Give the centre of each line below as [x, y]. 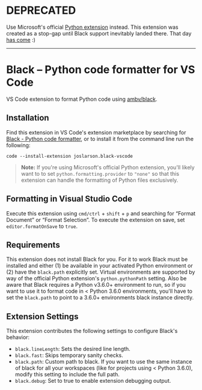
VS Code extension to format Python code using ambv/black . [82, 99]
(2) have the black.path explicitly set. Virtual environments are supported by [101, 272]
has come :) [21, 40]
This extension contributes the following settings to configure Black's [92, 331]
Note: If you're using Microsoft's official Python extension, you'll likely [108, 167]
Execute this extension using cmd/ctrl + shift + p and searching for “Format [101, 213]
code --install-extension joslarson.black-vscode [70, 156]
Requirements [33, 244]
